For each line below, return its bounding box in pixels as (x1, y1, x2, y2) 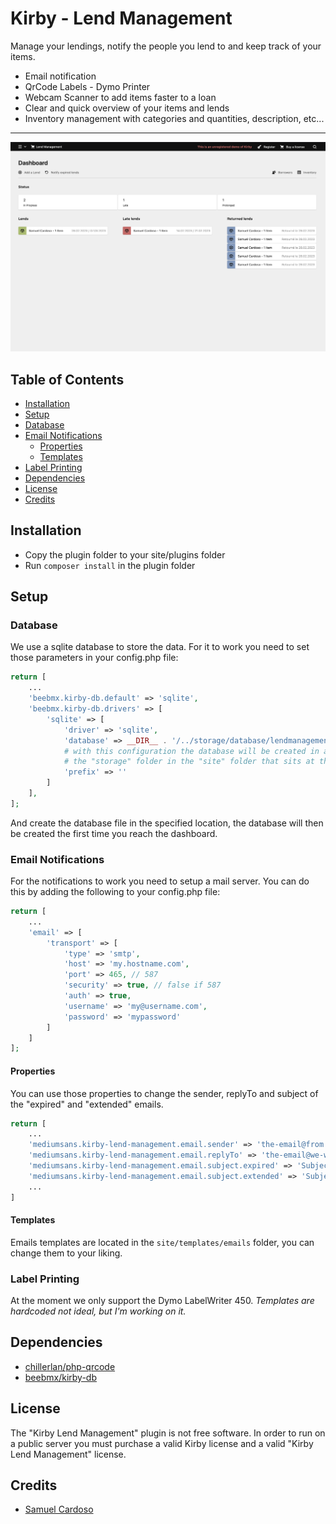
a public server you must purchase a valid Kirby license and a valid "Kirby (10, 1437, 314, 1449)
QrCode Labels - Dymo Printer (24, 80, 151, 92)
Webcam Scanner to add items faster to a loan (24, 91, 217, 103)
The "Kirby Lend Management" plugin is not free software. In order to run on (10, 1427, 326, 1439)
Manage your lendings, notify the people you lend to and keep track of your (10, 40, 322, 52)
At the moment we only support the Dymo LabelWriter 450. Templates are (10, 1295, 315, 1307)
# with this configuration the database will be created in (63, 746, 320, 756)
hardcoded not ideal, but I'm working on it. (10, 1305, 187, 1317)
